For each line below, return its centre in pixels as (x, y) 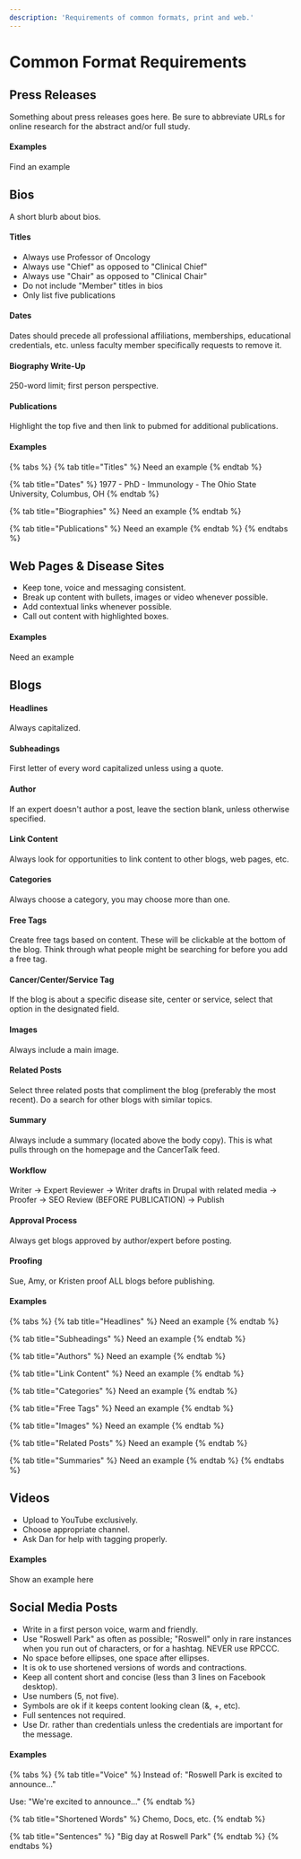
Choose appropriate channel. (76, 1529)
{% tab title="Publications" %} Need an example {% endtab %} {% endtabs (149, 528)
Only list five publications (69, 295)
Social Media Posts (64, 1608)
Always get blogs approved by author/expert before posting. (121, 1241)
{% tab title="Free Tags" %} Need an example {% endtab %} (122, 1408)
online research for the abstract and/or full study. (100, 126)
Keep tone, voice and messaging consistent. (104, 588)
